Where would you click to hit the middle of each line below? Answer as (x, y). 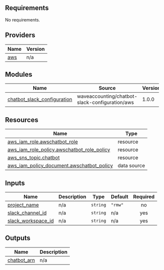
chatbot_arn (21, 260)
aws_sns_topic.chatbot (34, 158)
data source (132, 166)
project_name (23, 205)
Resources (22, 120)
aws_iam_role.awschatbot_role (43, 142)
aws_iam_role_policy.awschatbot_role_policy (59, 150)
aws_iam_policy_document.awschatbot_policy (60, 166)
